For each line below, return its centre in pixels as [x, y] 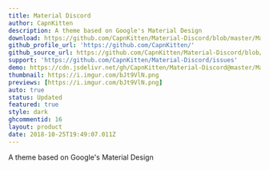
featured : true [34, 105]
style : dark [28, 113]
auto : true [26, 90]
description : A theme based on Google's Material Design [105, 30]
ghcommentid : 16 [35, 120]
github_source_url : [41, 53]
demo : [17, 68]
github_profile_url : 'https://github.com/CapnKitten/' [102, 45]
